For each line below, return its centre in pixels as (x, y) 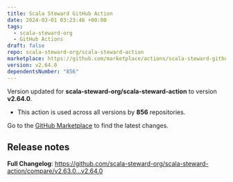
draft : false (26, 46)
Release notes (38, 147)
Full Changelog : (30, 164)
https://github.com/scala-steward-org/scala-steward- (132, 164)
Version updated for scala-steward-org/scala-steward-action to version (112, 91)
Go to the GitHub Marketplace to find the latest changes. (88, 125)
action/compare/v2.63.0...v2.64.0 (55, 171)
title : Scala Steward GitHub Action (60, 13)
